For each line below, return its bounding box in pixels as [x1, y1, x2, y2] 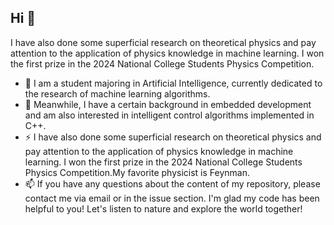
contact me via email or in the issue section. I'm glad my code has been [24, 192, 320, 204]
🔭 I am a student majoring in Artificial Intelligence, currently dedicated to [24, 77, 323, 89]
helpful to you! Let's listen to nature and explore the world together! [24, 202, 303, 215]
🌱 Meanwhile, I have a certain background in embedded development [24, 98, 312, 110]
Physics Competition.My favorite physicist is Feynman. [24, 166, 250, 178]
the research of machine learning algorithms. [24, 87, 211, 100]
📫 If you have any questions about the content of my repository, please [24, 177, 321, 190]
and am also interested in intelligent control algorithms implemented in [24, 109, 315, 121]
